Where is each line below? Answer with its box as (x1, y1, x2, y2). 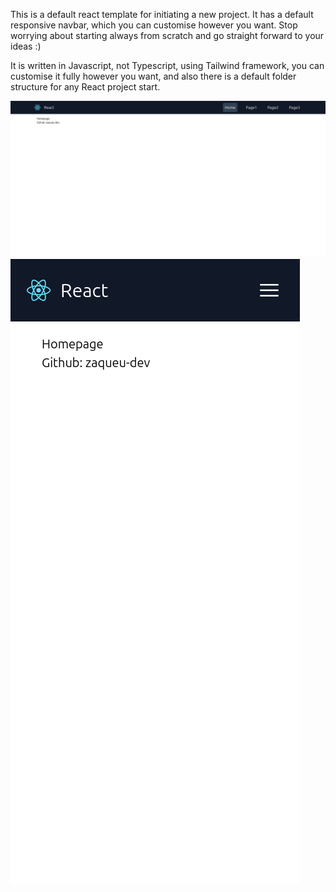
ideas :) (10, 40, 42, 52)
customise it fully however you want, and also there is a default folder (10, 70, 297, 82)
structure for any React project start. (10, 81, 161, 93)
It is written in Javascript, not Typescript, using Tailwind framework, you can (10, 60, 325, 71)
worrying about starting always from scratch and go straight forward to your (10, 30, 325, 41)
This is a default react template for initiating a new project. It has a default (10, 9, 314, 20)
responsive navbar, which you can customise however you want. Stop (10, 19, 298, 31)
